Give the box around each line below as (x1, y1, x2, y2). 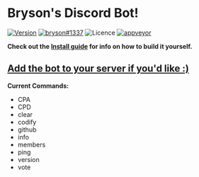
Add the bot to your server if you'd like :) (7, 62, 189, 75)
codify (17, 118, 37, 126)
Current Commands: (7, 81, 69, 90)
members (17, 140, 46, 149)
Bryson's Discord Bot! (7, 5, 140, 21)
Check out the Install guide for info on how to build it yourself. (7, 42, 193, 50)
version (17, 155, 40, 164)
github (17, 125, 37, 134)
